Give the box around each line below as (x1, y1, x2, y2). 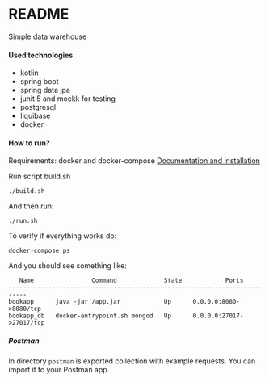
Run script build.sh (8, 171, 71, 182)
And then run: (8, 201, 54, 211)
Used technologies (8, 50, 74, 60)
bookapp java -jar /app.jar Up (8, 298, 172, 306)
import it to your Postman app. (8, 365, 110, 375)
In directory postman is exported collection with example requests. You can (8, 356, 256, 366)
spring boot (19, 77, 59, 86)
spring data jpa (19, 86, 71, 95)
